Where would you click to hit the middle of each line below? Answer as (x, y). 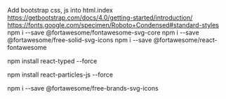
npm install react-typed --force (52, 61)
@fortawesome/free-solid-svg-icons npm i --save (80, 40)
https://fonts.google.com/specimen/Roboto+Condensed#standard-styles (113, 25)
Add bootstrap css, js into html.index (60, 10)
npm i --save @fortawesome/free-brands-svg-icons (83, 88)
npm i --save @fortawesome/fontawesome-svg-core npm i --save (103, 32)
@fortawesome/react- (185, 40)
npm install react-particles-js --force (60, 74)
